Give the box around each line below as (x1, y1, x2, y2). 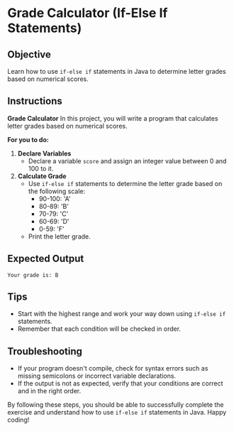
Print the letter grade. (28, 232, 91, 241)
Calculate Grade (17, 172, 67, 180)
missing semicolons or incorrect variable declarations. (17, 371, 176, 381)
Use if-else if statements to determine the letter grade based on (28, 179, 223, 187)
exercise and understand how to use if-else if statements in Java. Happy (7, 408, 227, 417)
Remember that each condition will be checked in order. (17, 324, 182, 333)
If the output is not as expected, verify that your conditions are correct (17, 379, 223, 388)
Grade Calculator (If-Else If (7, 5, 168, 21)
